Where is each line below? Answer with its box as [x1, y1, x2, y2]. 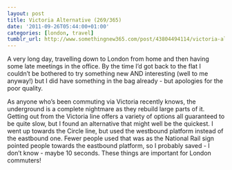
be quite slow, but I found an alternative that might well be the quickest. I [7, 120, 213, 128]
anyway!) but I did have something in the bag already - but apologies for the [7, 77, 224, 85]
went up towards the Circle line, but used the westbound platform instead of [7, 127, 224, 135]
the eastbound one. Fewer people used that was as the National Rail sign [7, 134, 215, 142]
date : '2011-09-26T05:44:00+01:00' [7, 23, 110, 30]
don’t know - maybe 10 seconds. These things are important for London [7, 149, 212, 158]
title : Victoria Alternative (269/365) [7, 17, 122, 23]
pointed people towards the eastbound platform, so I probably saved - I [7, 142, 211, 150]
